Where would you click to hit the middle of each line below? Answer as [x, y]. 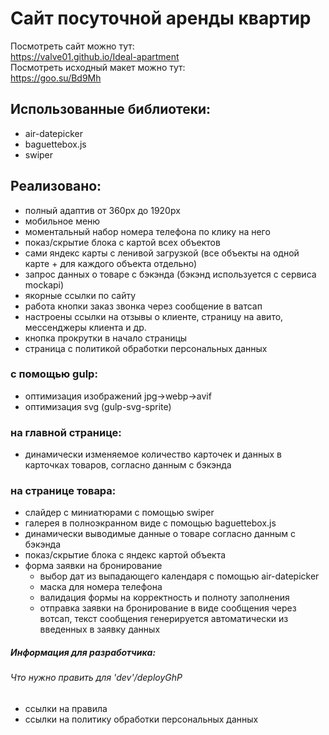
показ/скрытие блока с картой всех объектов [122, 242]
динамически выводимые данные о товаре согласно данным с [160, 534]
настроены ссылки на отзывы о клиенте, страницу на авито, [154, 316]
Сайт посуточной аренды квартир [161, 18]
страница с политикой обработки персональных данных [146, 348]
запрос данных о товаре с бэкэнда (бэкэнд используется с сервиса [170, 274]
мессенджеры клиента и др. [85, 327]
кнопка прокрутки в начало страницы [106, 338]
